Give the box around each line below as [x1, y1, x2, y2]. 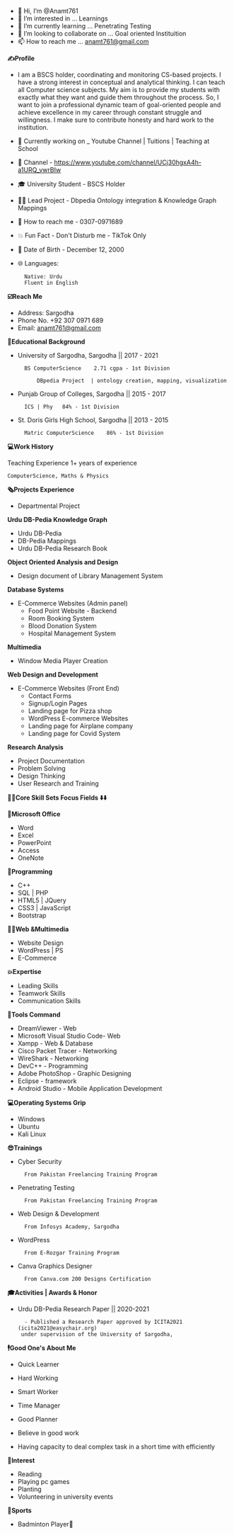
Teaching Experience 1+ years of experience [7, 459, 138, 467]
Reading [17, 1470, 42, 1478]
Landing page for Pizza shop [28, 707, 112, 715]
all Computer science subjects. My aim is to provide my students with [17, 86, 221, 94]
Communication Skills [17, 997, 81, 1005]
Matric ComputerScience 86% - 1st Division [24, 429, 164, 436]
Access [17, 846, 40, 854]
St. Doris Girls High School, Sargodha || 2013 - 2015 [17, 416, 169, 424]
